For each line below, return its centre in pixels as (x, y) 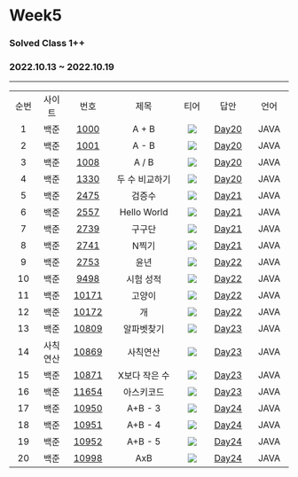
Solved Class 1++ (47, 43)
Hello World (144, 212)
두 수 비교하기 (144, 180)
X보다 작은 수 (144, 376)
